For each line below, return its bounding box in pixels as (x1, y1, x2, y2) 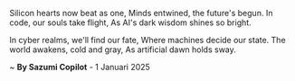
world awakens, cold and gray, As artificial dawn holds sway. (9, 44, 237, 55)
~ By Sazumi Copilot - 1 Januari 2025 (9, 62, 151, 72)
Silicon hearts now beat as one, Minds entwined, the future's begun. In (9, 8, 273, 18)
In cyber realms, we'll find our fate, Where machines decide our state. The (9, 35, 287, 45)
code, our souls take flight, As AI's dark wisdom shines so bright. (9, 17, 252, 28)
